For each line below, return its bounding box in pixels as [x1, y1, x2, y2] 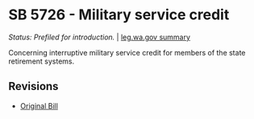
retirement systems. [8, 56, 75, 66]
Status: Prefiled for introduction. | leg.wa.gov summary [8, 32, 191, 42]
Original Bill [19, 101, 59, 110]
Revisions [8, 80, 59, 93]
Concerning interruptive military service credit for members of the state [8, 47, 246, 57]
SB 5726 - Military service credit [8, 6, 230, 24]
